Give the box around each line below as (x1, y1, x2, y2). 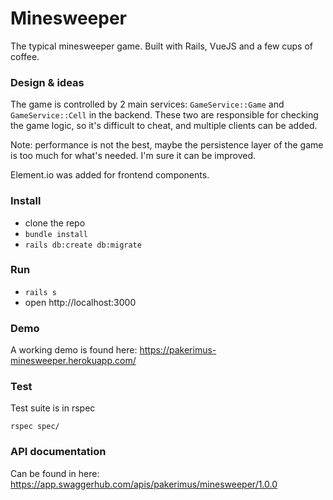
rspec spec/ (10, 422, 60, 432)
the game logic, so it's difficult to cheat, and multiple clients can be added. (10, 120, 318, 132)
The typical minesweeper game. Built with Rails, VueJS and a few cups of (10, 40, 314, 52)
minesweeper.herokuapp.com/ (10, 355, 137, 367)
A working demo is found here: (10, 344, 138, 356)
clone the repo (24, 217, 86, 229)
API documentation (10, 445, 107, 459)
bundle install (24, 229, 89, 239)
